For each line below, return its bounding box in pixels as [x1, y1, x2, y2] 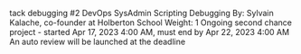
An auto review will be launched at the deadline [9, 36, 186, 47]
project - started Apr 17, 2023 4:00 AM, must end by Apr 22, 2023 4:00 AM [9, 27, 290, 37]
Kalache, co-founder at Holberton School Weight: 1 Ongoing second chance [9, 17, 292, 28]
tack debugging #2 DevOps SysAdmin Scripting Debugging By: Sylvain [9, 8, 274, 18]
